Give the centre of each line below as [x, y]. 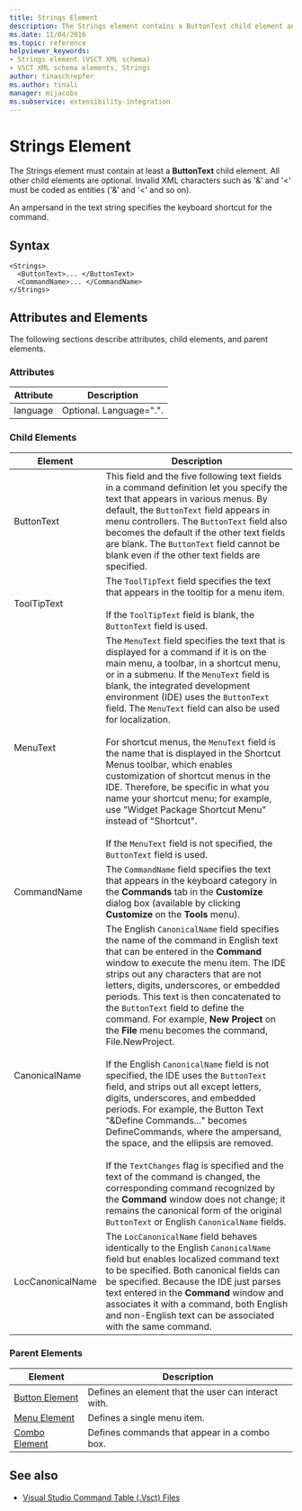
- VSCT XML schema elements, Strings [80, 68]
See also [34, 1475]
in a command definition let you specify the [196, 487]
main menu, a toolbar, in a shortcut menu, [193, 663]
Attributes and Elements [79, 318]
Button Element [46, 1397]
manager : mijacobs [44, 93]
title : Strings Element [54, 18]
